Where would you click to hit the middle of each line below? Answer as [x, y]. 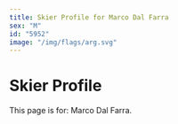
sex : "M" [25, 26]
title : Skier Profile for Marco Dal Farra [89, 17]
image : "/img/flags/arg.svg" [63, 42]
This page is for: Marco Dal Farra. [71, 111]
